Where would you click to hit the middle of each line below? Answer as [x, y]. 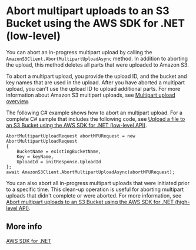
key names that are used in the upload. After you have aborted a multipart [96, 82]
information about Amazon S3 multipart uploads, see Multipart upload [91, 95]
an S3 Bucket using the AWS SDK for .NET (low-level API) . [77, 125]
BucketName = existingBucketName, [59, 152]
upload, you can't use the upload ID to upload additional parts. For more [93, 88]
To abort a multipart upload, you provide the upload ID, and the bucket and [97, 76]
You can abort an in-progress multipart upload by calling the [79, 52]
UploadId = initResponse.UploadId [59, 162]
